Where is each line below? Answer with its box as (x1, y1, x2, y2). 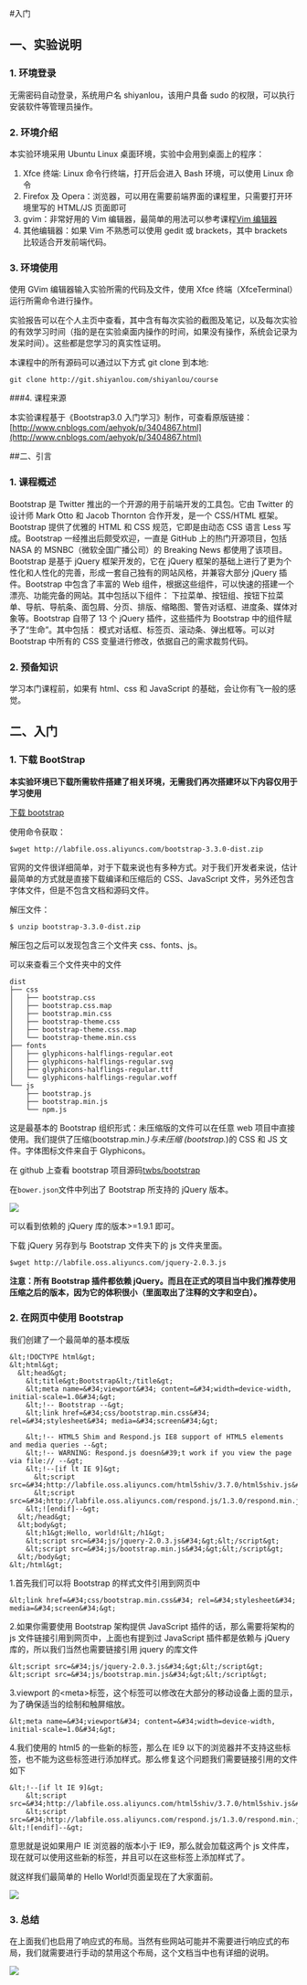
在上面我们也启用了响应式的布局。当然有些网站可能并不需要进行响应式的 (9, 1936, 281, 1947)
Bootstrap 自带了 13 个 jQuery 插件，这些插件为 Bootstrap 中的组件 (33, 612, 284, 623)
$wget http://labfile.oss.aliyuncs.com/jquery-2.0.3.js (9, 1258, 227, 1268)
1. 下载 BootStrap (9, 753, 86, 766)
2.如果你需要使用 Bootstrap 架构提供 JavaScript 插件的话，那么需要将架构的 (9, 1620, 295, 1631)
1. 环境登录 (9, 67, 57, 80)
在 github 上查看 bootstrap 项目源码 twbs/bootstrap (9, 1164, 201, 1175)
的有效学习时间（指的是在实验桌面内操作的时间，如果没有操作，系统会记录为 (9, 326, 298, 337)
